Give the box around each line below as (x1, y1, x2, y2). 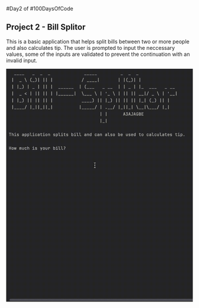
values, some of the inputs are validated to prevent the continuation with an (6, 50, 190, 58)
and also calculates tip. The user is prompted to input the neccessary (6, 44, 175, 51)
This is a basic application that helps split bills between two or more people (6, 38, 190, 45)
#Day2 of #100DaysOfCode (6, 5, 73, 12)
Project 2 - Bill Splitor (6, 22, 86, 32)
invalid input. (6, 56, 37, 64)
